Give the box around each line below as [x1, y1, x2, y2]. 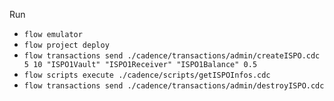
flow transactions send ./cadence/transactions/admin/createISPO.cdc [23, 51, 321, 61]
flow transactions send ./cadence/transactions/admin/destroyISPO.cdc [23, 81, 325, 91]
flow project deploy [23, 40, 110, 50]
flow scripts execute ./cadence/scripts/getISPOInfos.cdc [23, 70, 271, 80]
